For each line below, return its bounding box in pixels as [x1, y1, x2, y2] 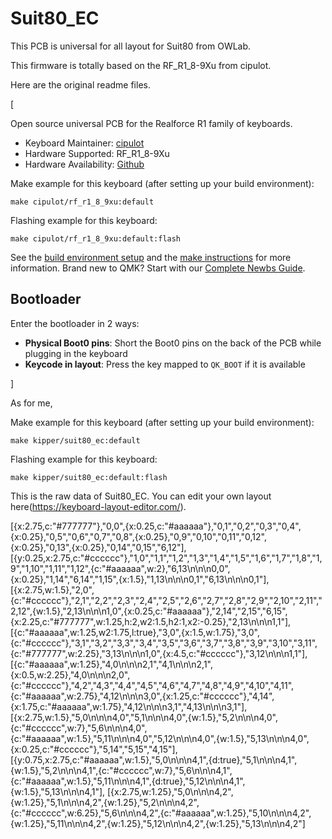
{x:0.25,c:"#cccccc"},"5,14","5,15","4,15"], [10, 743, 178, 755]
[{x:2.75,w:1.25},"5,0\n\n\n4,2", [106, 785, 234, 797]
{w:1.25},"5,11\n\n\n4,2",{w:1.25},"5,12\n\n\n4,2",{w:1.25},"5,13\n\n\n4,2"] [10, 817, 306, 829]
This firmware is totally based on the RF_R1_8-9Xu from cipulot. [10, 59, 272, 71]
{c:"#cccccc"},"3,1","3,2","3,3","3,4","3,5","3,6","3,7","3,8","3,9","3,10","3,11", [10, 637, 318, 649]
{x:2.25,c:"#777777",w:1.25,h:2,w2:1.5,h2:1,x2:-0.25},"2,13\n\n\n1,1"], [10, 615, 292, 627]
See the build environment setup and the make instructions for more [10, 251, 292, 263]
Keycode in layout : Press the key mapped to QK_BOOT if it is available [24, 358, 306, 370]
